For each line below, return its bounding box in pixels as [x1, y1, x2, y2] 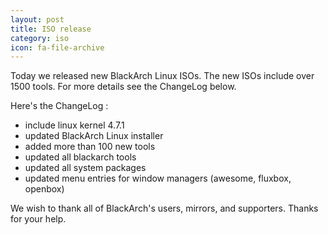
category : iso [10, 33, 70, 43]
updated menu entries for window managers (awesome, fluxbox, [24, 172, 292, 185]
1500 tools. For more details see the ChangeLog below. [10, 81, 237, 93]
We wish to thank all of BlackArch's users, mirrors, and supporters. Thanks [10, 202, 319, 215]
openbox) [24, 183, 65, 195]
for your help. [10, 213, 67, 225]
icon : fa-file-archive [10, 42, 105, 53]
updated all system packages [24, 162, 147, 174]
